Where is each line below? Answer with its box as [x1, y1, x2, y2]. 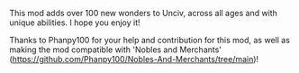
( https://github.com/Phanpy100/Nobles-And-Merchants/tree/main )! [9, 54, 259, 64]
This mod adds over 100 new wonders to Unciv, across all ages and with [9, 8, 277, 18]
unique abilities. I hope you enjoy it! [9, 17, 140, 28]
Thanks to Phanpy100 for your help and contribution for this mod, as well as [9, 35, 291, 45]
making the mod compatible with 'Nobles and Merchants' [9, 44, 222, 55]
